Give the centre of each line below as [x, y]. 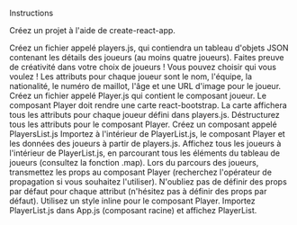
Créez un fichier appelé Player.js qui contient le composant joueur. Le [138, 95]
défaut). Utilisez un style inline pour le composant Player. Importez [132, 201]
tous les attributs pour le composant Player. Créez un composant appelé [143, 124]
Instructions [31, 13]
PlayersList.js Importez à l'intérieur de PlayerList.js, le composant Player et [147, 134]
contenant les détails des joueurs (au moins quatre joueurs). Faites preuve [147, 57]
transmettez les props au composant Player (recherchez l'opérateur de [141, 172]
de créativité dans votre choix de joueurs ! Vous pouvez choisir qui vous [143, 67]
